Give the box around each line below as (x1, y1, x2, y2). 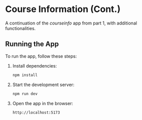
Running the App (5, 40, 59, 48)
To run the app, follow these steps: (5, 53, 77, 59)
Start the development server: (12, 81, 75, 87)
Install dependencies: (12, 62, 57, 68)
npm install (12, 72, 38, 77)
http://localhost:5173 (12, 110, 60, 115)
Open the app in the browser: (12, 100, 73, 106)
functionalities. (5, 25, 36, 31)
